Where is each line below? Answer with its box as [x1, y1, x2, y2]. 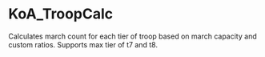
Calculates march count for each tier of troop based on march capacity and [8, 31, 258, 41]
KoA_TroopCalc [8, 5, 114, 23]
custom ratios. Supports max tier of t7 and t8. [8, 39, 159, 49]
